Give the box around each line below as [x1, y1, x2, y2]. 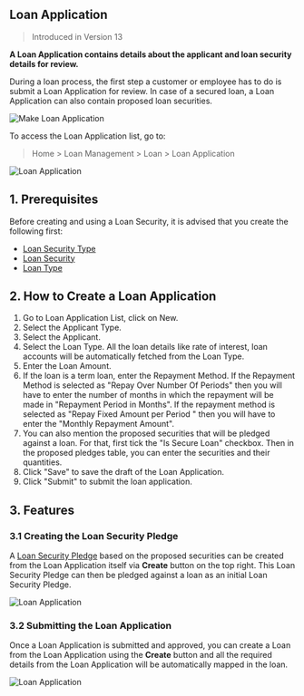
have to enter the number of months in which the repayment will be [22, 390, 274, 401]
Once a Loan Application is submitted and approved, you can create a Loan [9, 640, 291, 651]
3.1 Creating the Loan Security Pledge [9, 529, 179, 542]
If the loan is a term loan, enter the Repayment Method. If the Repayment [22, 371, 296, 382]
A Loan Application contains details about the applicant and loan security [9, 49, 292, 60]
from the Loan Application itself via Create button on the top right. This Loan [9, 560, 296, 571]
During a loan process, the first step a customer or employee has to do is [9, 76, 282, 87]
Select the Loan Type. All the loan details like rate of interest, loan [22, 342, 268, 353]
